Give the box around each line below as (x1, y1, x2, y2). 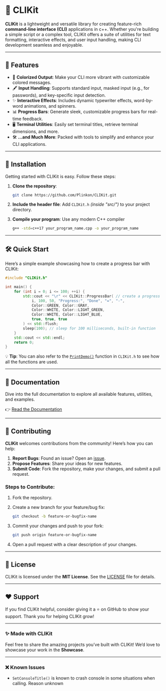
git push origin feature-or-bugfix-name (12, 533, 97, 538)
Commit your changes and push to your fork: (12, 523, 104, 529)
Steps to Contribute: (5, 483, 55, 490)
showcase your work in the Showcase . (5, 647, 84, 653)
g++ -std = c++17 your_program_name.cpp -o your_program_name (12, 226, 139, 231)
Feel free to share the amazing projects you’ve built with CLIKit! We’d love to (5, 641, 161, 647)
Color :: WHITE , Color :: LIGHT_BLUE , (31, 312, 103, 317)
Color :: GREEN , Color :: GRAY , (31, 303, 90, 308)
